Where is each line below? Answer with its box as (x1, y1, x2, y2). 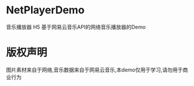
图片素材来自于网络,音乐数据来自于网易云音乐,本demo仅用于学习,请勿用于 (6, 66, 183, 73)
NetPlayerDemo (6, 3, 85, 17)
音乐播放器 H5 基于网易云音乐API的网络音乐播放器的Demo (6, 23, 146, 30)
